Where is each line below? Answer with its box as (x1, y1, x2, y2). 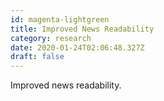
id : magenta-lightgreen (10, 14, 110, 25)
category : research (10, 33, 92, 43)
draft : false (10, 52, 65, 62)
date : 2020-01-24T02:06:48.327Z (10, 42, 145, 53)
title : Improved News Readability (10, 24, 155, 34)
